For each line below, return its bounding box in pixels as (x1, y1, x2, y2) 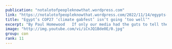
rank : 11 (5, 36, 24, 41)
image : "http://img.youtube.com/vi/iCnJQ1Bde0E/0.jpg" (5, 27, 125, 32)
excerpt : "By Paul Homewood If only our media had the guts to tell (5, 21, 159, 27)
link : (5, 12, 17, 17)
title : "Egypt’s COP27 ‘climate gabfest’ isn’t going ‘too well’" (5, 17, 150, 22)
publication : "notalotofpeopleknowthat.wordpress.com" (5, 7, 125, 13)
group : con (5, 31, 29, 36)
